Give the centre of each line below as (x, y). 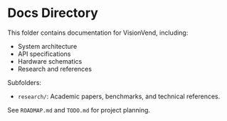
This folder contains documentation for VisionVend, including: (98, 33)
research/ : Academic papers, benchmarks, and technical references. (119, 96)
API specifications (44, 54)
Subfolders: (24, 82)
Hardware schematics (50, 61)
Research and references (55, 69)
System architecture (47, 46)
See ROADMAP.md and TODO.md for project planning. (79, 110)
